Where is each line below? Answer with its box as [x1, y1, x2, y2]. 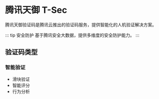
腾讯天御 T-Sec [5, 4, 68, 16]
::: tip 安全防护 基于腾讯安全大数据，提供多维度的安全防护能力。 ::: [5, 32, 140, 38]
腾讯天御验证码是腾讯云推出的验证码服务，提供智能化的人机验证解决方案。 [5, 22, 157, 28]
